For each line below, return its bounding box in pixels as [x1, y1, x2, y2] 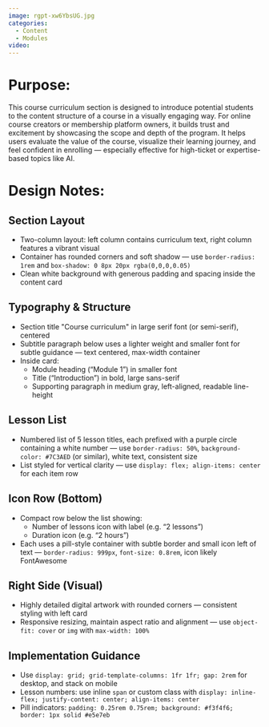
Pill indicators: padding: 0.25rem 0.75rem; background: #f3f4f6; [19, 703, 234, 713]
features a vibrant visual [19, 244, 100, 253]
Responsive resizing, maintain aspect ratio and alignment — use [19, 617, 231, 627]
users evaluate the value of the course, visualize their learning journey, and [8, 137, 256, 147]
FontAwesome [19, 555, 68, 565]
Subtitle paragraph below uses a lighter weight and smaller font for [19, 338, 240, 349]
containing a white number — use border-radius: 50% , [19, 442, 200, 453]
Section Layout [8, 213, 86, 227]
